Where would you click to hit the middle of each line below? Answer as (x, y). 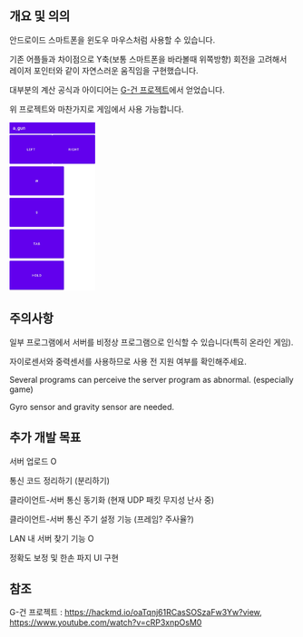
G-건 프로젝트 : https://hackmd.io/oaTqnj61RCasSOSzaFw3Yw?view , (136, 612)
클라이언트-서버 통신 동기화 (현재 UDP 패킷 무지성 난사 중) (112, 500)
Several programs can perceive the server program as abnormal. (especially (151, 379)
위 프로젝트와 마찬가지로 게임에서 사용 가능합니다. (97, 109)
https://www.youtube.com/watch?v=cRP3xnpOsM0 (106, 622)
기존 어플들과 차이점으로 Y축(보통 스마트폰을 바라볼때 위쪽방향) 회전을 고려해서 (148, 59)
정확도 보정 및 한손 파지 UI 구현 (64, 557)
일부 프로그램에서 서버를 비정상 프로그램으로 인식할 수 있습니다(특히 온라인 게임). (151, 342)
